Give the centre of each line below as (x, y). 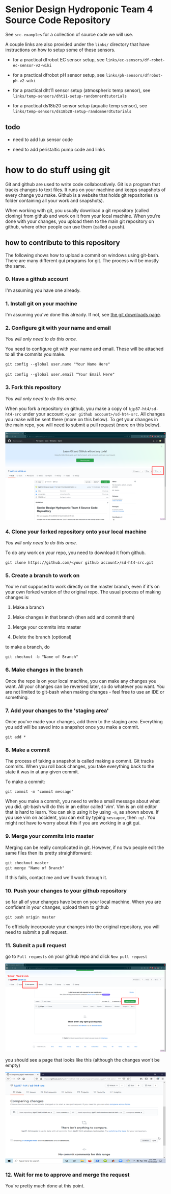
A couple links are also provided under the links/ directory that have (78, 44)
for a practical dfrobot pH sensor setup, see (59, 75)
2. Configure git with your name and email (58, 328)
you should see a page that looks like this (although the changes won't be (83, 1060)
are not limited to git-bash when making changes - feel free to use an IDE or (85, 692)
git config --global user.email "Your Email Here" (60, 375)
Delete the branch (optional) (42, 637)
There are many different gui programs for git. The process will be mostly (82, 260)
